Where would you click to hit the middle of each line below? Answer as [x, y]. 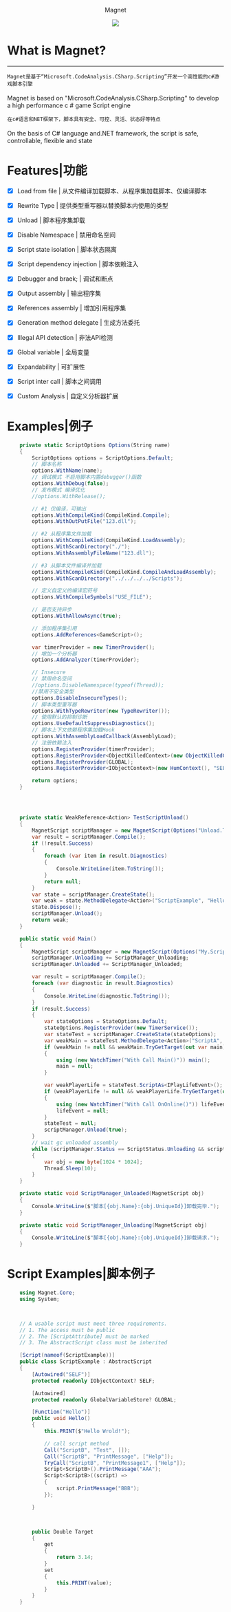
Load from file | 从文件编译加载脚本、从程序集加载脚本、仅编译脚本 [112, 191]
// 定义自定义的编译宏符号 [65, 591]
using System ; [40, 1299]
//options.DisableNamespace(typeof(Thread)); [98, 685]
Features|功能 [47, 171]
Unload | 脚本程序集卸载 [51, 220]
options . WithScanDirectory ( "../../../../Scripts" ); [108, 578]
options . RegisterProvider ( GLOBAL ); [83, 762]
